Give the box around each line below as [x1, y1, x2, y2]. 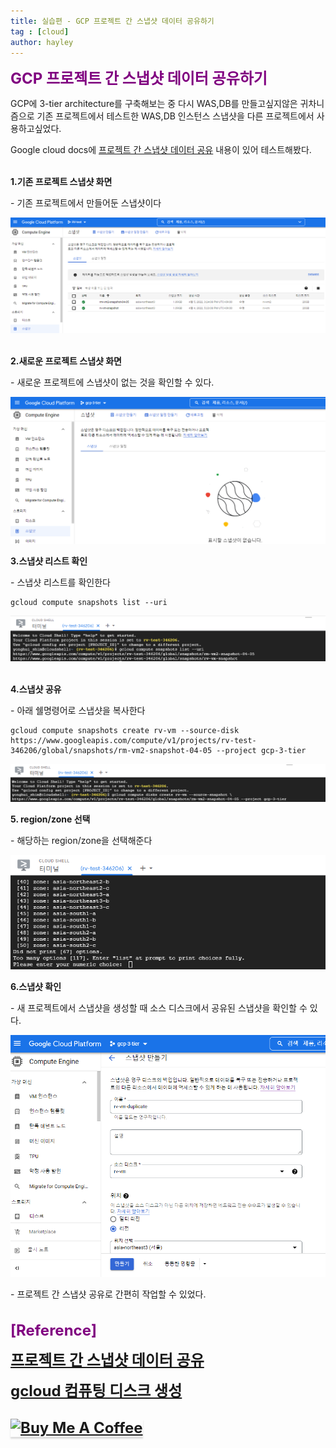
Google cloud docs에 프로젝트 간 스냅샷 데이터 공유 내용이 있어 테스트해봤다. [10, 144, 312, 156]
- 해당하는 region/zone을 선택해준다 [10, 834, 153, 846]
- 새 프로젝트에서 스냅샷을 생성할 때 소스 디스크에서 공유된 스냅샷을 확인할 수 [10, 1002, 308, 1014]
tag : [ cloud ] [10, 26, 70, 37]
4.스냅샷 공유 [10, 683, 62, 695]
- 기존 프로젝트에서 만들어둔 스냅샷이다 [10, 197, 162, 209]
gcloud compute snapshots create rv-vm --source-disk [10, 725, 240, 735]
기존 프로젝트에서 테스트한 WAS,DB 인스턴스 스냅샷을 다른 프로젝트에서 [36, 110, 315, 122]
